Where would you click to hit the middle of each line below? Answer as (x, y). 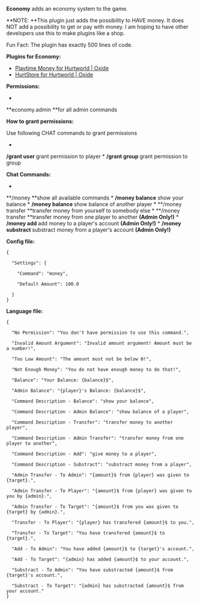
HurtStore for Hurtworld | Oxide (54, 74)
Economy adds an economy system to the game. (67, 9)
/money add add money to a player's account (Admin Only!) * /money (94, 223)
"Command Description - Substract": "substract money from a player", (102, 465)
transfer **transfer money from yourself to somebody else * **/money (93, 211)
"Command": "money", (43, 274)
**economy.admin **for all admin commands (62, 110)
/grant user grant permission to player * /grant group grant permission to (97, 156)
